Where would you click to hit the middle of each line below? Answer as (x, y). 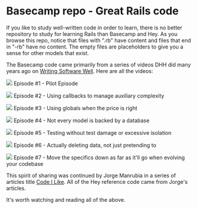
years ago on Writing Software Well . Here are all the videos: (80, 71)
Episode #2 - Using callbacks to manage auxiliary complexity (89, 96)
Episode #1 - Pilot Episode (46, 83)
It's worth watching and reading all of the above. (66, 199)
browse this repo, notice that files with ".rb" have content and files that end (99, 40)
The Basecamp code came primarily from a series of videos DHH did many (99, 65)
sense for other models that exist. (48, 53)
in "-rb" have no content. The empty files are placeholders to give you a (95, 47)
